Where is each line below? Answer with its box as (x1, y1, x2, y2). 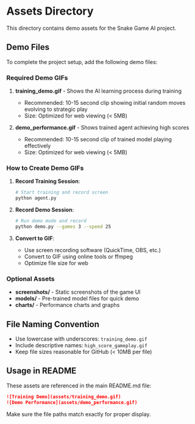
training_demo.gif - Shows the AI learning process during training (15, 87, 182, 95)
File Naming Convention (6, 319, 99, 330)
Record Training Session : (15, 178, 80, 185)
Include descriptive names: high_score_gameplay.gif (15, 341, 147, 348)
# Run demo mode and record (15, 218, 87, 224)
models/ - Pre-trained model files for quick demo (15, 295, 140, 302)
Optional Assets (6, 274, 55, 283)
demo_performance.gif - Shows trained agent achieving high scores (15, 124, 190, 132)
